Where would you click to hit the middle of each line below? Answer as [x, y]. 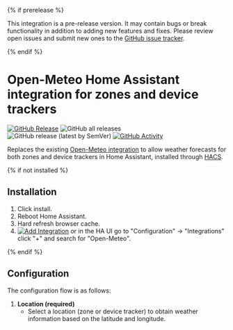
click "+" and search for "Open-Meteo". [74, 238]
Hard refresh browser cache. [59, 223]
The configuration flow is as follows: [59, 290]
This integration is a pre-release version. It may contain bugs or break [107, 23]
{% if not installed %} [38, 170]
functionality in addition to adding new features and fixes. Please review [110, 31]
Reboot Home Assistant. [52, 216]
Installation [32, 192]
